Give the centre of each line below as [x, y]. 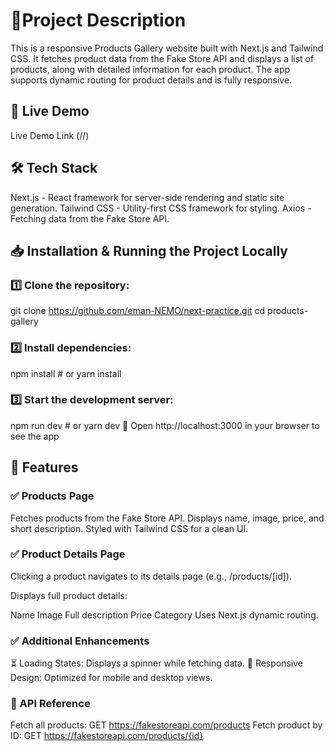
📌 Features [44, 467]
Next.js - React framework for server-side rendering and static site [147, 197]
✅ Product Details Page [68, 554]
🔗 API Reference [50, 704]
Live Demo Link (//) [50, 135]
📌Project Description [98, 20]
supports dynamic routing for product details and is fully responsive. [151, 80]
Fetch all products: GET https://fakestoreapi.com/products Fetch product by [166, 725]
